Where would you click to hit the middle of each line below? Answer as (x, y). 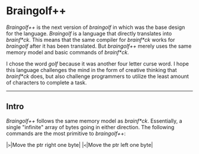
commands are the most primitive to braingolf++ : (66, 133)
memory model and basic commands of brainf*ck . (68, 52)
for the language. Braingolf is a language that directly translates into (89, 33)
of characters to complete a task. (46, 82)
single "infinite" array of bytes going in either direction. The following (90, 127)
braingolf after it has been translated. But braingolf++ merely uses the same (99, 46)
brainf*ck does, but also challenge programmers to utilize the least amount (98, 76)
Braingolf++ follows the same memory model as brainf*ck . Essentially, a (94, 121)
